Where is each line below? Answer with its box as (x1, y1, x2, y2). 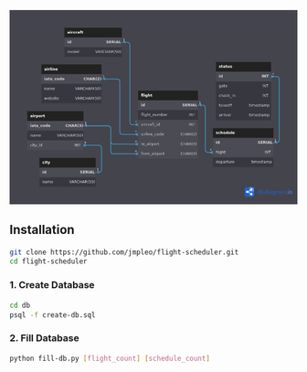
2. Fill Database (9, 332, 79, 345)
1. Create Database (9, 279, 95, 292)
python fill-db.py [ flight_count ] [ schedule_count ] (9, 354, 210, 363)
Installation (9, 222, 75, 238)
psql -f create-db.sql (9, 310, 96, 320)
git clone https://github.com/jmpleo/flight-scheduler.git (9, 248, 239, 257)
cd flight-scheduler (9, 257, 89, 266)
